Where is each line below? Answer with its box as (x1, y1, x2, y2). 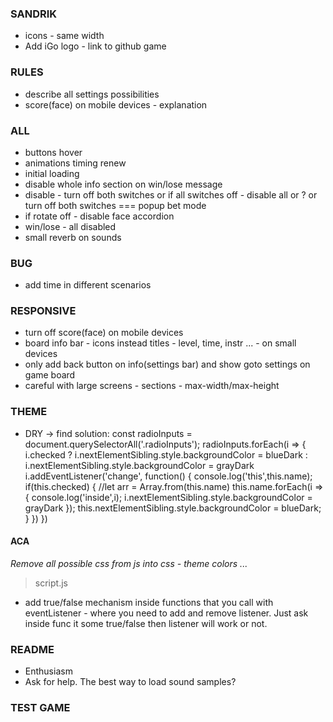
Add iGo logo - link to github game (24, 40, 167, 52)
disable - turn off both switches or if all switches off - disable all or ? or (24, 188, 318, 201)
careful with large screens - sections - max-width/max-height (24, 380, 280, 392)
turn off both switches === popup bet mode (24, 199, 207, 211)
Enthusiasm (24, 665, 73, 677)
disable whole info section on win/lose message (24, 178, 223, 190)
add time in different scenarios (24, 279, 152, 291)
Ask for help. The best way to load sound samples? (24, 676, 237, 688)
